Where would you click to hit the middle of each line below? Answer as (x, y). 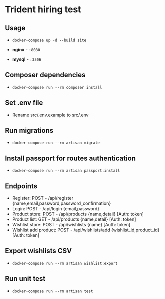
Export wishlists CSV (38, 251)
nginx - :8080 (26, 49)
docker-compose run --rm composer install (57, 87)
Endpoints (21, 186)
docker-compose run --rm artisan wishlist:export (65, 263)
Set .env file (24, 103)
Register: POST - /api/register (43, 198)
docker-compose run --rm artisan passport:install (66, 171)
